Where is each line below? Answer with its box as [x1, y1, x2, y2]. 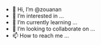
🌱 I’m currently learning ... [12, 19, 78, 26]
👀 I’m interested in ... [12, 12, 64, 19]
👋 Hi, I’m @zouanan [12, 6, 62, 13]
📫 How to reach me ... [12, 32, 69, 39]
